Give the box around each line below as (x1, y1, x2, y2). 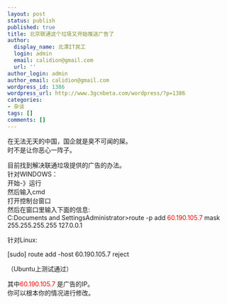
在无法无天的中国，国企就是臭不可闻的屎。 (7, 137, 132, 145)
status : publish (7, 17, 55, 24)
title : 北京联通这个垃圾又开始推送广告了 (7, 30, 115, 38)
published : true (7, 23, 55, 31)
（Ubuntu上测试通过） (7, 264, 73, 273)
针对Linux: (7, 236, 38, 244)
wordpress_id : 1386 (7, 83, 65, 90)
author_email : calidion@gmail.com (7, 76, 110, 84)
